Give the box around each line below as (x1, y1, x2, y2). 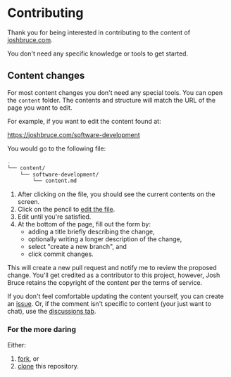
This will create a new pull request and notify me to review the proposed (7, 264, 217, 272)
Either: (7, 340, 27, 349)
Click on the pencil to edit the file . (17, 205, 115, 214)
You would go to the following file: (7, 144, 106, 153)
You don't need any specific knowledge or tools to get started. (7, 49, 189, 58)
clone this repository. (17, 362, 80, 370)
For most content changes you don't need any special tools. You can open (7, 88, 223, 96)
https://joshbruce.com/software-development (7, 130, 141, 139)
